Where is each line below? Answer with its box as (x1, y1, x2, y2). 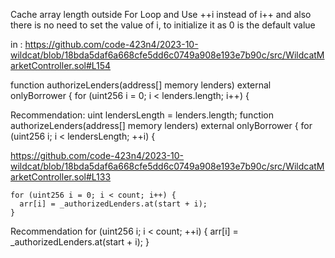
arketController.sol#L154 (10, 60, 112, 71)
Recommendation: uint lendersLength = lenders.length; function (10, 109, 275, 121)
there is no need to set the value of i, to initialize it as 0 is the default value (10, 19, 316, 31)
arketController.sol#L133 (10, 171, 112, 183)
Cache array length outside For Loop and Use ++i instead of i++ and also (10, 9, 312, 20)
